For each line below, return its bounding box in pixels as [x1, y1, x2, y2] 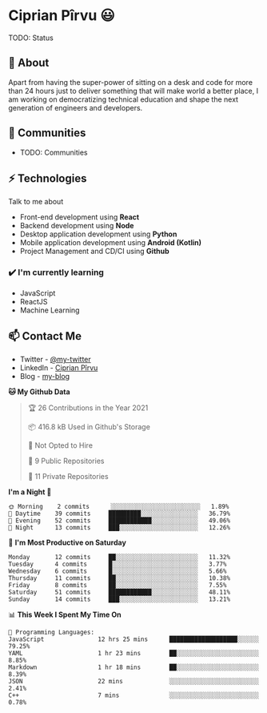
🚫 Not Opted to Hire [27, 441, 94, 450]
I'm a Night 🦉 [8, 487, 52, 497]
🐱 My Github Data [8, 387, 70, 397]
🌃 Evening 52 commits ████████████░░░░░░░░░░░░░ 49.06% [8, 517, 230, 525]
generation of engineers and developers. [8, 103, 143, 112]
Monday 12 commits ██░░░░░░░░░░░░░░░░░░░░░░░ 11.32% [8, 554, 230, 562]
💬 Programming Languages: [8, 628, 94, 637]
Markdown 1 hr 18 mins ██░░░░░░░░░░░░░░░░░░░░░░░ [8, 663, 260, 671]
